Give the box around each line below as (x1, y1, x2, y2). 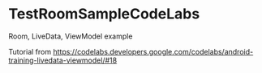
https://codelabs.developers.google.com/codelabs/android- (52, 47, 254, 56)
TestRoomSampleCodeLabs (8, 5, 200, 23)
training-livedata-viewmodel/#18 (8, 55, 118, 65)
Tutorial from (8, 47, 51, 56)
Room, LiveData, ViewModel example (8, 31, 133, 41)
